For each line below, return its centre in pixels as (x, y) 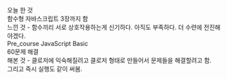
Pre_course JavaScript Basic (47, 44)
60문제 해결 (23, 52)
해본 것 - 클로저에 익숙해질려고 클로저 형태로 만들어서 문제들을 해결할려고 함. (109, 60)
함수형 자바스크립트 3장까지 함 (47, 19)
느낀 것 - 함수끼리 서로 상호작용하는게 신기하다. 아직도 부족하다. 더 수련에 (105, 27)
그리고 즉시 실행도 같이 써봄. (45, 69)
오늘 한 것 (20, 10)
